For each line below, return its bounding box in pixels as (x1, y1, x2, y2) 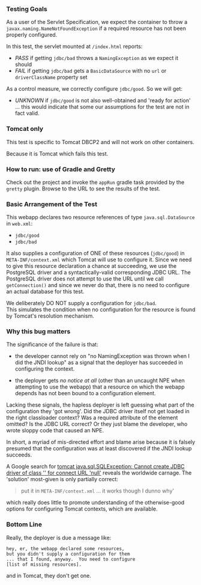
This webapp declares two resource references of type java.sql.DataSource (6, 214, 195, 221)
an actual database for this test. (6, 288, 85, 296)
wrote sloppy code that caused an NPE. (6, 427, 104, 434)
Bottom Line (6, 520, 42, 529)
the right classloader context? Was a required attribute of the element (6, 414, 178, 422)
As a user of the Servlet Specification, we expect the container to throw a (6, 19, 188, 26)
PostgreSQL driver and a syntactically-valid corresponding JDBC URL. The (6, 269, 191, 276)
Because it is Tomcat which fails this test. (6, 150, 109, 157)
